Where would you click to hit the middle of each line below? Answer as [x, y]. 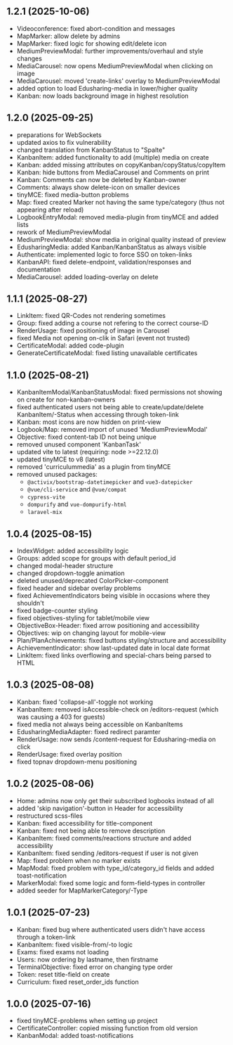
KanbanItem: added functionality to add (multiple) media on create [113, 157]
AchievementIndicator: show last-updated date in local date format [113, 648]
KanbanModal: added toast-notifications [75, 1036]
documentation [39, 269]
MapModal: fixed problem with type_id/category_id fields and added [115, 868]
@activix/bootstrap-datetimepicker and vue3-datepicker [110, 482]
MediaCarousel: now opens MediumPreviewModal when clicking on [115, 65]
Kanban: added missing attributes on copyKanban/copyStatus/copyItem [121, 165]
